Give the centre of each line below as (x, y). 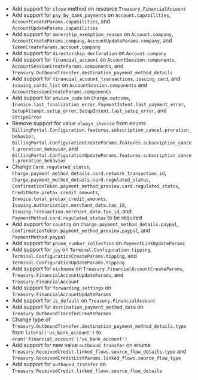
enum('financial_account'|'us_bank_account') (69, 339)
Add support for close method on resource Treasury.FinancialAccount (99, 9)
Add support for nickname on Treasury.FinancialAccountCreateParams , (98, 269)
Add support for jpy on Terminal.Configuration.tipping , (82, 249)
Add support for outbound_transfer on (59, 364)
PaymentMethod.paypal (39, 237)
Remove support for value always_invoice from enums (79, 123)
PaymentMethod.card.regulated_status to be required (77, 218)
